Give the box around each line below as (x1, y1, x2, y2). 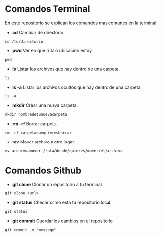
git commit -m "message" (5, 227, 56, 232)
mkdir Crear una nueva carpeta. (12, 102, 78, 108)
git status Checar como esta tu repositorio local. (12, 199, 112, 205)
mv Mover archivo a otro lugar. (12, 139, 75, 144)
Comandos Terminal (5, 3, 90, 15)
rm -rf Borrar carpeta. (12, 120, 57, 127)
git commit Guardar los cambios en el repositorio (12, 218, 113, 224)
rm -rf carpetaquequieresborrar (5, 130, 72, 135)
